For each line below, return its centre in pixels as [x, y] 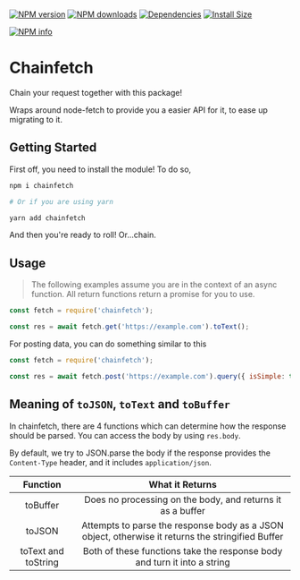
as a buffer [183, 510]
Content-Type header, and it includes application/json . [110, 462]
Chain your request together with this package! [96, 92]
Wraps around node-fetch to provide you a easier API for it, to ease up [138, 110]
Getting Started [53, 148]
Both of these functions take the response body [183, 550]
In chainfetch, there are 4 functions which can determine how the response [148, 426]
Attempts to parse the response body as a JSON [183, 525]
